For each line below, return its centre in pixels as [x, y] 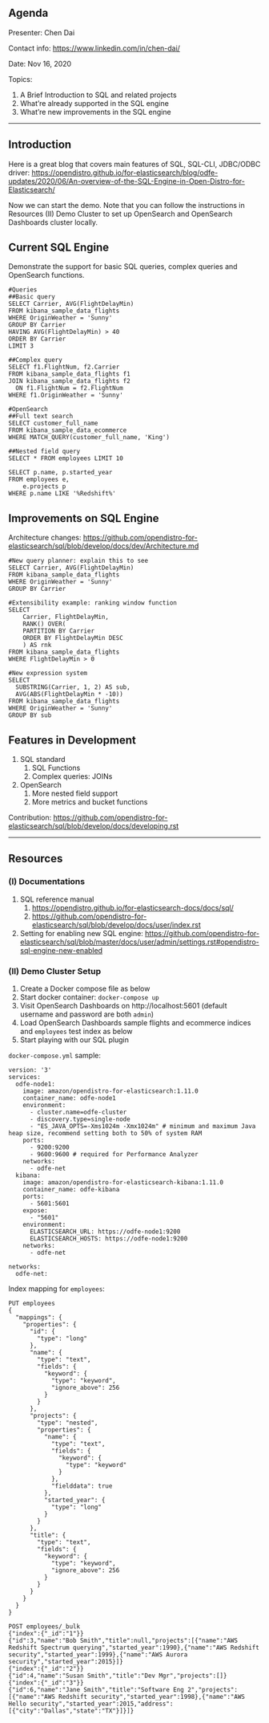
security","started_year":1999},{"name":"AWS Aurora [98, 1655]
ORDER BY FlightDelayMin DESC [73, 638]
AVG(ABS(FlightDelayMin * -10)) [70, 694]
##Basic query [32, 297]
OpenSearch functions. [46, 275]
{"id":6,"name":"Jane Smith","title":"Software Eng [96, 1690]
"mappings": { [39, 1318]
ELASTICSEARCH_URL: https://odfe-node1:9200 [105, 1232]
